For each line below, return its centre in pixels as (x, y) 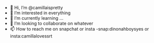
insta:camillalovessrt (31, 36)
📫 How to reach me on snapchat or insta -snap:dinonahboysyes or (80, 29)
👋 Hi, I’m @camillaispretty (36, 8)
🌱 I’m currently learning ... (37, 18)
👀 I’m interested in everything (40, 13)
